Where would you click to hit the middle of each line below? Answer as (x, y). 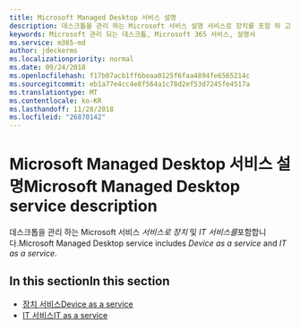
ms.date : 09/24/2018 (48, 68)
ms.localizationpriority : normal (72, 59)
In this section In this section (90, 281)
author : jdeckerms (43, 51)
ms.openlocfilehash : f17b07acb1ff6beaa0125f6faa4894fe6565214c (130, 76)
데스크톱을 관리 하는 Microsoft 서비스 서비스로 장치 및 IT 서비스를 (124, 232)
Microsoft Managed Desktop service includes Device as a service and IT (153, 243)
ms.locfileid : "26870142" (57, 117)
